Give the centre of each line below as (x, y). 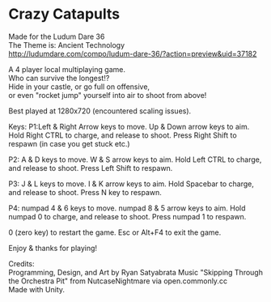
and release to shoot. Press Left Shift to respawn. (91, 168)
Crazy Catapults (64, 14)
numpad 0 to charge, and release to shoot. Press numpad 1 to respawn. (127, 216)
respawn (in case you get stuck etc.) (70, 143)
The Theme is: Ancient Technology (67, 45)
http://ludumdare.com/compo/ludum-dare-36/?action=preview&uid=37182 (133, 53)
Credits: (21, 263)
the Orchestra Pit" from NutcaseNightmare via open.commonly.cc (118, 281)
